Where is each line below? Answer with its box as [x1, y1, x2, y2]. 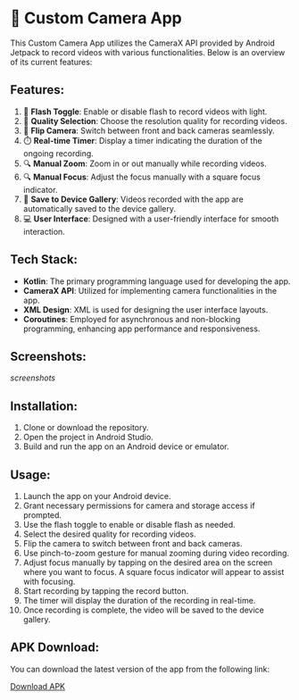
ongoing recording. [22, 147, 95, 159]
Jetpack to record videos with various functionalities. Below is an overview [10, 46, 286, 57]
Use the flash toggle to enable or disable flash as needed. [22, 520, 236, 529]
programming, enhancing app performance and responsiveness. [22, 323, 261, 334]
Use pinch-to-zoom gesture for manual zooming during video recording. [22, 548, 289, 558]
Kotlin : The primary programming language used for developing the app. [22, 276, 291, 287]
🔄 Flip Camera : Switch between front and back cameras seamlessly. [22, 125, 275, 136]
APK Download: [10, 640, 100, 655]
